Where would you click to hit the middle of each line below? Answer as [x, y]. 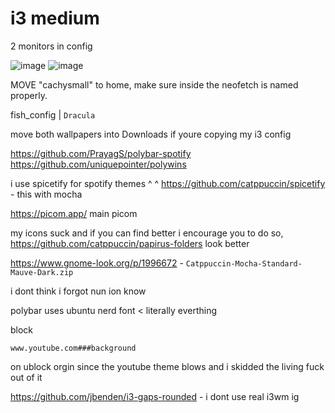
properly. [29, 95]
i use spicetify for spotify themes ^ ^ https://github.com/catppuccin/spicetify [168, 183]
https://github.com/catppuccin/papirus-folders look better [130, 243]
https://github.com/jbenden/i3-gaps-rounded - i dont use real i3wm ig [155, 396]
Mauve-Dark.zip [42, 272]
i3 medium [55, 18]
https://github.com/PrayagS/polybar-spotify [101, 153]
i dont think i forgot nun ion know [78, 291]
